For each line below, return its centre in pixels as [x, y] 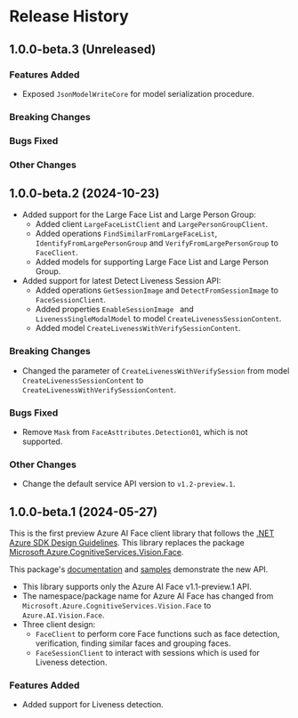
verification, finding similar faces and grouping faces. [133, 643]
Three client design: [59, 625]
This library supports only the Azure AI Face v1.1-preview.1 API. [137, 587]
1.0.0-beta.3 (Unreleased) [83, 49]
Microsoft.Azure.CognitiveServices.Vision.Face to [117, 606]
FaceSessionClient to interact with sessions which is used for [148, 653]
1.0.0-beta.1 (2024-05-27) [84, 512]
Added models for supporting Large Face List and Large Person [152, 262]
